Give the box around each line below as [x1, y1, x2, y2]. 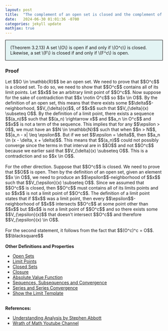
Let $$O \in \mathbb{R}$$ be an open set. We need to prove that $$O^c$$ [5, 78, 160, 85]
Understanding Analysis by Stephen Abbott [12, 315, 101, 321]
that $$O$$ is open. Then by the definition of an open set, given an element [5, 169, 162, 175]
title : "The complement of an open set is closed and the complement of [5, 12, 162, 17]
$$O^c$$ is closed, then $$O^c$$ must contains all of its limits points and [5, 185, 158, 191]
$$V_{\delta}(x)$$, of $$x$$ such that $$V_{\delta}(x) [36, 105, 148, 111]
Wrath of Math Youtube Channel [12, 320, 79, 326]
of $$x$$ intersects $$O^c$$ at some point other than [35, 201, 148, 207]
